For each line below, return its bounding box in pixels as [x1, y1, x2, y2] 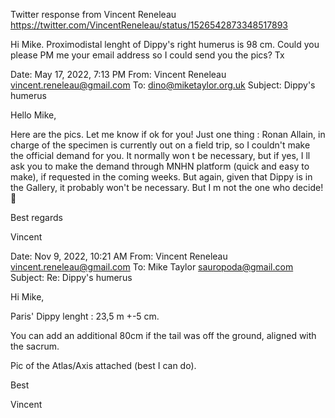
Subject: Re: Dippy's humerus [10, 272, 133, 283]
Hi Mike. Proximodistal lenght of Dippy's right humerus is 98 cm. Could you [10, 39, 320, 50]
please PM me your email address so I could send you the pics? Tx [10, 49, 285, 61]
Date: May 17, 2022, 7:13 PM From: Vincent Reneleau [10, 69, 227, 80]
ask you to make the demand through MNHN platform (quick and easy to [10, 160, 310, 172]
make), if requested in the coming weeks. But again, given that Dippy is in [10, 171, 313, 183]
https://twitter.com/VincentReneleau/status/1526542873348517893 [10, 19, 288, 31]
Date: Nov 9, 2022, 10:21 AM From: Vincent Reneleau [10, 250, 228, 262]
